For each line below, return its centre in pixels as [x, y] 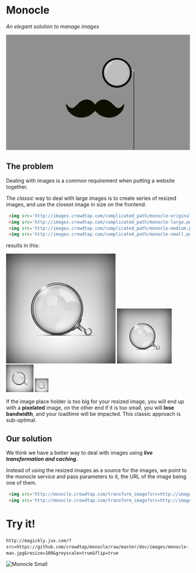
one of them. [21, 483]
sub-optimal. [21, 420]
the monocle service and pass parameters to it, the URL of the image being [96, 477]
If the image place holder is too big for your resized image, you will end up [95, 401]
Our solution [29, 439]
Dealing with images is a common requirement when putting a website [90, 180]
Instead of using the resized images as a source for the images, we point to [97, 470]
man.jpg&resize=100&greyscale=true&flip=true [62, 553]
